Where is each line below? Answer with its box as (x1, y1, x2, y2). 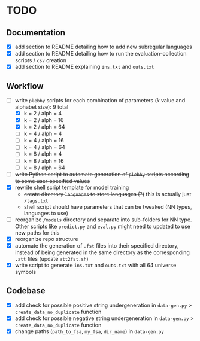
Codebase (6, 285, 46, 296)
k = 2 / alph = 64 (23, 123, 65, 130)
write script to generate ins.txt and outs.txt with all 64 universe (14, 261, 177, 269)
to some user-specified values (14, 177, 90, 184)
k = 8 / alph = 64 (23, 164, 65, 171)
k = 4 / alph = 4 (23, 130, 62, 138)
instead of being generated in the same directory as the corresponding (14, 249, 190, 256)
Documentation (6, 28, 66, 38)
